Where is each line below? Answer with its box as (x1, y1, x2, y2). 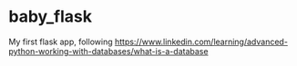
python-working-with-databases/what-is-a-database (8, 45, 209, 56)
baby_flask (8, 6, 93, 27)
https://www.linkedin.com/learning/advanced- (114, 36, 289, 47)
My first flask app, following (8, 36, 113, 47)
